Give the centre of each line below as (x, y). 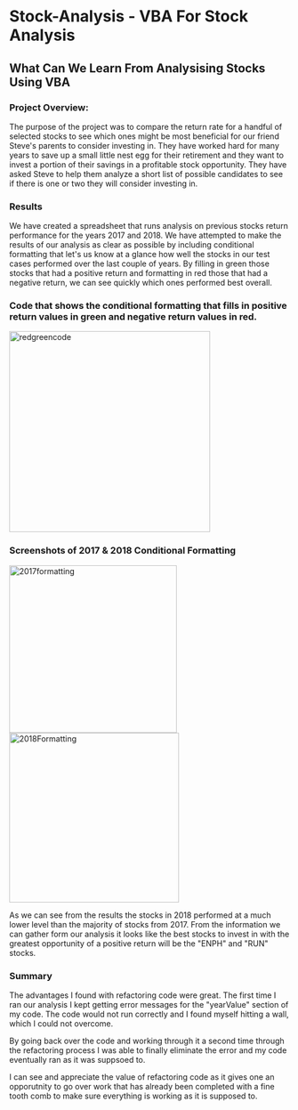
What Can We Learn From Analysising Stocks (137, 68)
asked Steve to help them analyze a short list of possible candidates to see (146, 174)
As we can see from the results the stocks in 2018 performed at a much (140, 915)
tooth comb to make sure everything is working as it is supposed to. (133, 1096)
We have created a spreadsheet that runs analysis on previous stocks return (149, 226)
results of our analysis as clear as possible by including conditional (132, 245)
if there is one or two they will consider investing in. (104, 183)
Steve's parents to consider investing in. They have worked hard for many (145, 145)
